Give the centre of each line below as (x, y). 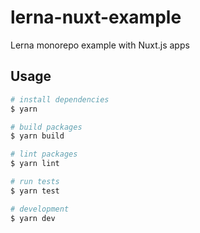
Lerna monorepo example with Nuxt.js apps (100, 45)
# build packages (46, 127)
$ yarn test (35, 191)
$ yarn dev (33, 218)
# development (40, 209)
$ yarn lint (35, 164)
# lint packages (44, 154)
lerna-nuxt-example (96, 17)
